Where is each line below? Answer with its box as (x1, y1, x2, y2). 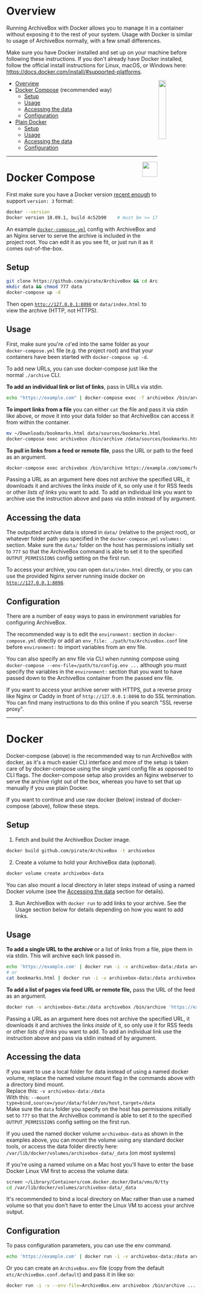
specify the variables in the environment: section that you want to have (6, 668, 182, 675)
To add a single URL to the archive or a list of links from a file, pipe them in (6, 946, 193, 953)
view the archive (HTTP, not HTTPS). (6, 307, 98, 314)
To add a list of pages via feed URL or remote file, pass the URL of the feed (6, 986, 195, 993)
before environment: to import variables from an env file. (6, 644, 147, 650)
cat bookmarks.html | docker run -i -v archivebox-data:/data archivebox (6, 975, 196, 982)
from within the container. (6, 418, 71, 425)
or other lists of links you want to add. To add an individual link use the (6, 1027, 182, 1035)
